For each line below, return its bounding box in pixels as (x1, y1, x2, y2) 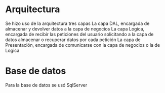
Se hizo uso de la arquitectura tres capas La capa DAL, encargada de (5, 20, 150, 26)
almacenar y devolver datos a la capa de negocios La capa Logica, (5, 25, 145, 32)
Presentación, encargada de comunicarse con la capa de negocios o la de (5, 42, 160, 48)
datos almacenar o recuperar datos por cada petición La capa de (5, 37, 141, 43)
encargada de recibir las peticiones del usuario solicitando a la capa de (5, 31, 154, 37)
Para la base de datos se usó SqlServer (5, 82, 88, 88)
